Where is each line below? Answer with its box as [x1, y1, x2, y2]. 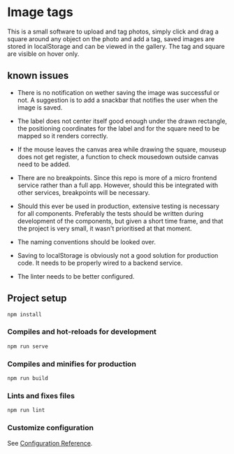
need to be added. [17, 160, 71, 168]
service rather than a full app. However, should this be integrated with [17, 181, 219, 189]
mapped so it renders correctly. [17, 131, 108, 140]
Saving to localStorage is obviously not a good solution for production [17, 251, 219, 259]
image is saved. [17, 103, 63, 112]
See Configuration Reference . [7, 439, 93, 447]
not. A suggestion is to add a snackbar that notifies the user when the [17, 96, 218, 104]
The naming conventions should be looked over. [17, 237, 156, 246]
